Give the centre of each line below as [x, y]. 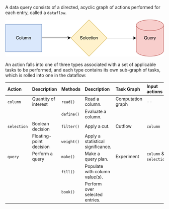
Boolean [40, 123]
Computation [129, 99]
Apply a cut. [97, 126]
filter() [70, 127]
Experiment [127, 156]
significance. [98, 147]
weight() [70, 142]
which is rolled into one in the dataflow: [46, 75]
